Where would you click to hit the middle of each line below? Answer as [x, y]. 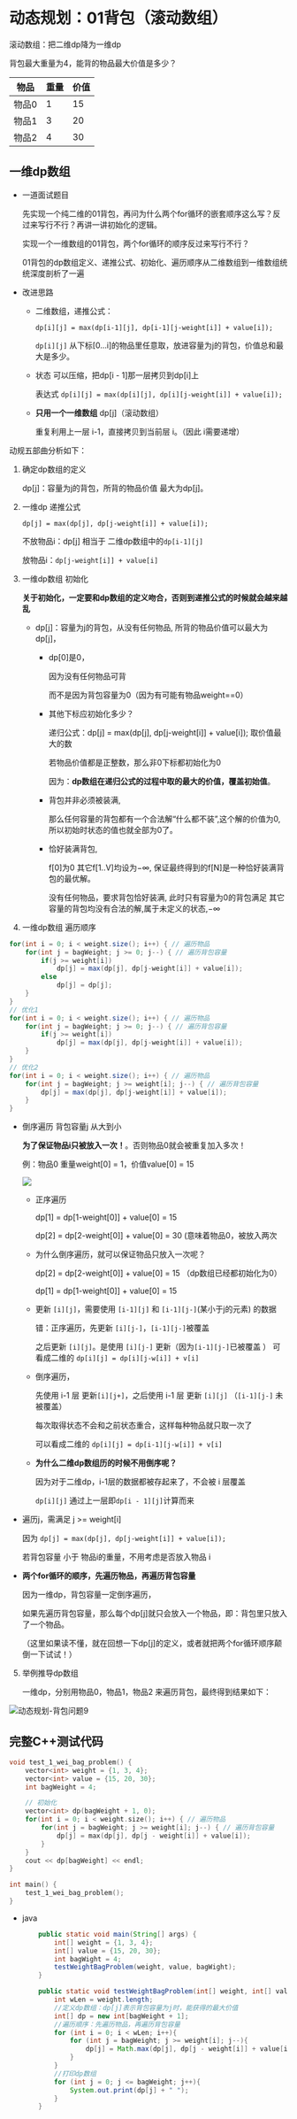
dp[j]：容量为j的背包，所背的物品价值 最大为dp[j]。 [115, 488]
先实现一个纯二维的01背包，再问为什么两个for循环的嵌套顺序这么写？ [147, 213]
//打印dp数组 [76, 2073]
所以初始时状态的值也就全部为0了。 [113, 829]
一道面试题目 [45, 195]
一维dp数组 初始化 [55, 578]
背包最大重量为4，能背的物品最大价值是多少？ [93, 63]
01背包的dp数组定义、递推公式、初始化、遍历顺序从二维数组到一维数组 [151, 262]
